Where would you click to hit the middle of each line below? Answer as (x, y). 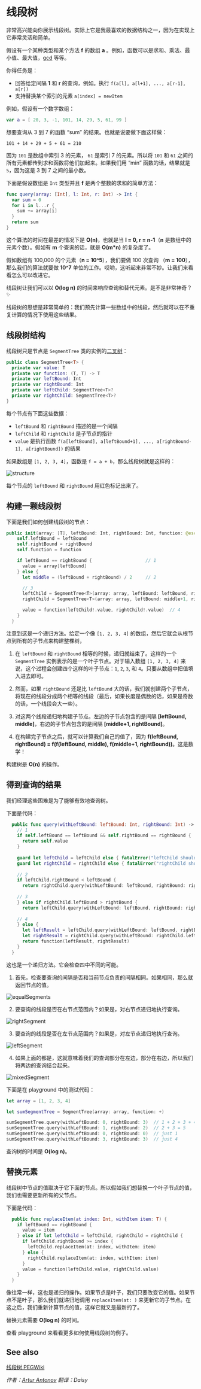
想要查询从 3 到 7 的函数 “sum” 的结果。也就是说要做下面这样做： (87, 132)
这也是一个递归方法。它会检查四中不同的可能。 (64, 965)
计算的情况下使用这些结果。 (45, 314)
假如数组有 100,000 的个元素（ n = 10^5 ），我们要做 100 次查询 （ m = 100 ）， (100, 260)
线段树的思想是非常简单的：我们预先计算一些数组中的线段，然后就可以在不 (98, 307)
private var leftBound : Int (47, 379)
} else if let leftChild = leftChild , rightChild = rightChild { (100, 1236)
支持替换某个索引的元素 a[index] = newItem (68, 96)
